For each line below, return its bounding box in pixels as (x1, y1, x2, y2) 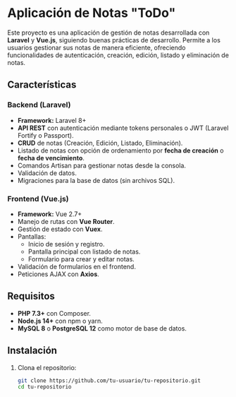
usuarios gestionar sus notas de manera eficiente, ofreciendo (7, 43, 186, 52)
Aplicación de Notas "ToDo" (7, 5, 176, 21)
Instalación (7, 345, 58, 357)
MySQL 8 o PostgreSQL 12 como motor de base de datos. (17, 324, 187, 333)
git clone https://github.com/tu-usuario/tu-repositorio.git (17, 377, 201, 384)
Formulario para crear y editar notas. (27, 254, 135, 263)
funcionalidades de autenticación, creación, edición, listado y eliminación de (7, 51, 229, 59)
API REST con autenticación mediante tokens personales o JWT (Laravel (17, 124, 229, 132)
